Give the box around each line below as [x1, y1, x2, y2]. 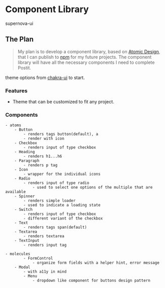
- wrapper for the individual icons [23, 171, 101, 177]
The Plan [5, 35, 34, 44]
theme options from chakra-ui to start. [5, 75, 85, 81]
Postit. [17, 64, 31, 70]
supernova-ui [5, 20, 34, 26]
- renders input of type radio [23, 181, 90, 186]
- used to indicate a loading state [23, 203, 101, 208]
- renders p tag [23, 163, 58, 168]
